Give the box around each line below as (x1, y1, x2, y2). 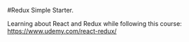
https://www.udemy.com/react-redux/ (7, 27, 117, 35)
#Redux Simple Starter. (7, 6, 73, 14)
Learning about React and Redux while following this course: (7, 20, 182, 27)
